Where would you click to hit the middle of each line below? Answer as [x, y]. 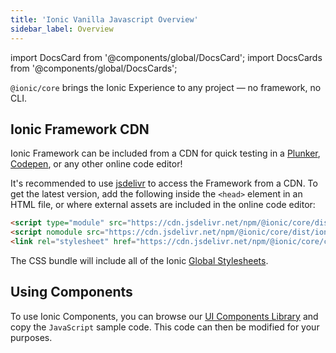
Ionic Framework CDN [80, 129]
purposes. [31, 337]
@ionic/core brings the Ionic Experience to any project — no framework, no [166, 87]
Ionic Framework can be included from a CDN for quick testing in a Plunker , [165, 153]
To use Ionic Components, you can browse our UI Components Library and [164, 316]
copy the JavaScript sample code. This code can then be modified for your [165, 327]
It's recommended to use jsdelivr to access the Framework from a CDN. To [164, 183]
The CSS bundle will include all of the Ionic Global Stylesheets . [139, 260]
